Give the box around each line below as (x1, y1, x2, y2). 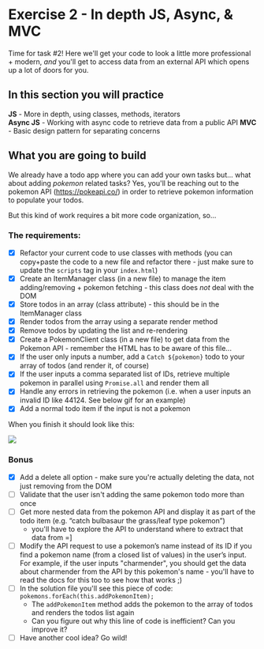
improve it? (31, 624, 68, 634)
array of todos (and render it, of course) (19, 361, 150, 371)
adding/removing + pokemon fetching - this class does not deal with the (19, 282, 255, 292)
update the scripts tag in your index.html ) (19, 265, 158, 274)
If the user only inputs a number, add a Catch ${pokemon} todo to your (19, 352, 245, 361)
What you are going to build (8, 149, 147, 163)
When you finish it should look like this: (8, 420, 136, 429)
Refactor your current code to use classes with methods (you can (19, 247, 232, 258)
